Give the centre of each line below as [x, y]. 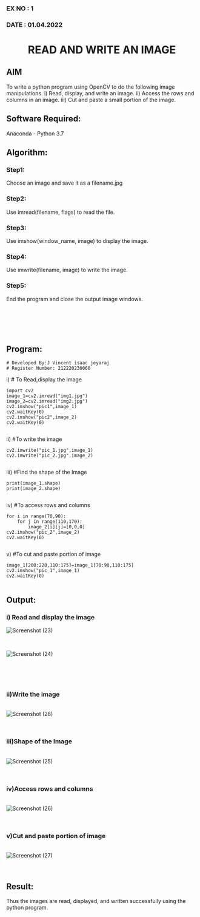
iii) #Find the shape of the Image [47, 472]
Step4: [17, 256]
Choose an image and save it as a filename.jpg [65, 183]
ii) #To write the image [34, 439]
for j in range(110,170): [50, 522]
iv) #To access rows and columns [48, 505]
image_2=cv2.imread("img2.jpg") [47, 401]
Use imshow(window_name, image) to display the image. [77, 240]
